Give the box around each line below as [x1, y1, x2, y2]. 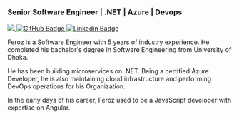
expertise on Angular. [7, 103, 71, 112]
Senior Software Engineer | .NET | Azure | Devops [7, 7, 183, 17]
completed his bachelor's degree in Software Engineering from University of [7, 46, 232, 54]
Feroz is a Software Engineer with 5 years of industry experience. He [7, 38, 210, 46]
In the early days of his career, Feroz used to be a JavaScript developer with [7, 96, 232, 105]
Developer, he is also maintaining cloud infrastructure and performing [7, 75, 212, 83]
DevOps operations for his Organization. [7, 82, 126, 90]
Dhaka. [7, 53, 29, 62]
